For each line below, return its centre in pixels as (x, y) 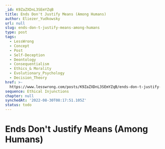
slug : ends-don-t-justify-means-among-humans (52, 28)
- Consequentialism (29, 64)
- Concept (19, 46)
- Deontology (23, 60)
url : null (15, 23)
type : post (16, 32)
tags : (11, 37)
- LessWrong (22, 42)
